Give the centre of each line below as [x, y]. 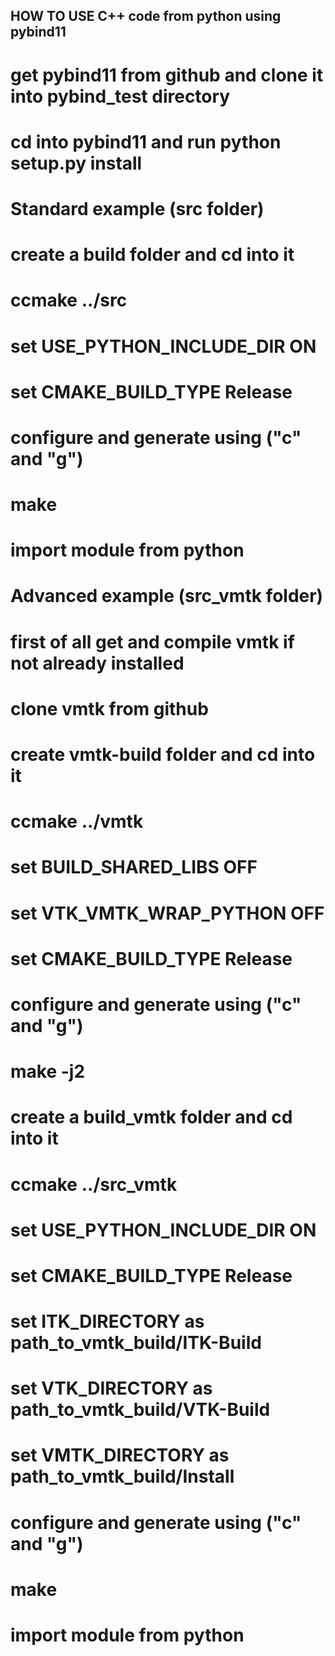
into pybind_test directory [120, 96]
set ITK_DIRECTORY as [107, 1321]
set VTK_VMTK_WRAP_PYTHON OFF [167, 913]
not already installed [97, 663]
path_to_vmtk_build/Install [122, 1476]
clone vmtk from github [109, 708]
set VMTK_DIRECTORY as [120, 1455]
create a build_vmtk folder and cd [151, 1117]
